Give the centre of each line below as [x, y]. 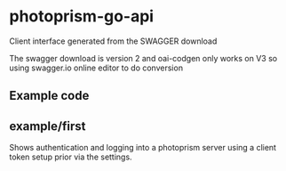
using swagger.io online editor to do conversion [96, 68]
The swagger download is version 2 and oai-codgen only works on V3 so [143, 58]
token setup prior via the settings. [71, 157]
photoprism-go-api [81, 16]
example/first [48, 126]
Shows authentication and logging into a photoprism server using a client [143, 148]
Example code [49, 96]
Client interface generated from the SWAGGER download [113, 41]
